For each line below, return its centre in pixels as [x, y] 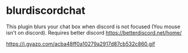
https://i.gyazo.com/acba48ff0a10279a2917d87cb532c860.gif [81, 44]
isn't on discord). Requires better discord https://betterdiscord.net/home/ [94, 32]
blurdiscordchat [46, 11]
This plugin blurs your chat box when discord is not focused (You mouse [93, 26]
